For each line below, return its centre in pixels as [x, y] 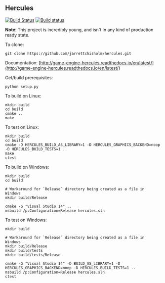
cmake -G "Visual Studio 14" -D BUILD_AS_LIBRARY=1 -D [63, 263]
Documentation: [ [23, 63]
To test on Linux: [22, 127]
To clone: [15, 45]
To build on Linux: [23, 95]
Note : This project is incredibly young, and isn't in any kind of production [79, 30]
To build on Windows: [27, 167]
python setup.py [22, 87]
